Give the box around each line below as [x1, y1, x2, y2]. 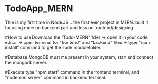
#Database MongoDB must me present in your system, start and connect [5, 54, 154, 60]
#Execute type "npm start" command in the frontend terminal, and [5, 69, 139, 75]
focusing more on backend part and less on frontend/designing [5, 24, 134, 30]
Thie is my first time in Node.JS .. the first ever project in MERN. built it [5, 19, 148, 25]
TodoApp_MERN [5, 3, 73, 14]
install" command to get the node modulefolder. [5, 44, 102, 50]
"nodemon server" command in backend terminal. [5, 74, 107, 80]
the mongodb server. [5, 59, 48, 65]
